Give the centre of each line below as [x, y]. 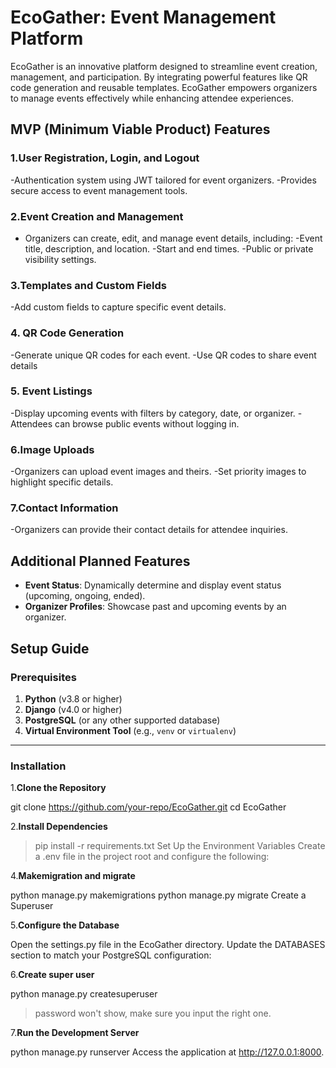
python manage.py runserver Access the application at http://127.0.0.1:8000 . [167, 1052]
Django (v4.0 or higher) [73, 709]
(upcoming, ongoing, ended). [85, 596]
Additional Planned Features [100, 561]
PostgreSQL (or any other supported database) [122, 720]
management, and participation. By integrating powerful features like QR [159, 77]
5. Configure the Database [65, 925]
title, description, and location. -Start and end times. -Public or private [169, 248]
